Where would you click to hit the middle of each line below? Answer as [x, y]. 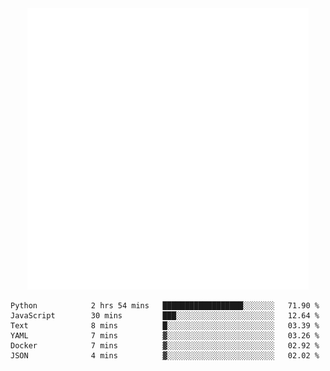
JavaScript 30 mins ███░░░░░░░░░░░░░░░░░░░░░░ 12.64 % [165, 316]
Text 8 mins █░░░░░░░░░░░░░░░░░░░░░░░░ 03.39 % [165, 326]
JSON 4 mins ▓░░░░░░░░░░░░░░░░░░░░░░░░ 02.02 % [165, 356]
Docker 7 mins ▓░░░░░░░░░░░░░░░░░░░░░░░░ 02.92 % [165, 346]
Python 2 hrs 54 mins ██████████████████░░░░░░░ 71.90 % [165, 306]
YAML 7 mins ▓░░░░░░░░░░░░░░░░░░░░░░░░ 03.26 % [165, 336]
